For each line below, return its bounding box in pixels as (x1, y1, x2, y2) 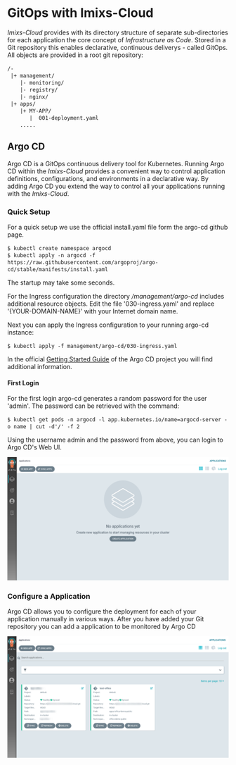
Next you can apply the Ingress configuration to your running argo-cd (7, 321, 209, 329)
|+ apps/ (10, 100, 37, 107)
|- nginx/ (20, 93, 49, 100)
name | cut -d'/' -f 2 (13, 423, 80, 430)
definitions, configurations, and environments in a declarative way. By (7, 174, 209, 182)
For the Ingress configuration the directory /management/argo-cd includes (7, 292, 225, 301)
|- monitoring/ (20, 79, 65, 86)
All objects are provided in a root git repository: (7, 51, 144, 59)
